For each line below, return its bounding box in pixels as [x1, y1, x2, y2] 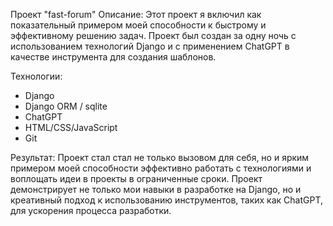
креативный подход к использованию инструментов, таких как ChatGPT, [10, 194, 324, 206]
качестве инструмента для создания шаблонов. [10, 51, 217, 63]
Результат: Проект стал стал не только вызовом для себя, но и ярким [10, 152, 310, 163]
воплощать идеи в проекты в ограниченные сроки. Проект [10, 173, 263, 184]
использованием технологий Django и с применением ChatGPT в [10, 40, 290, 52]
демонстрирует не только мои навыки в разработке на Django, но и [10, 184, 302, 195]
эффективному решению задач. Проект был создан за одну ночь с [10, 30, 297, 41]
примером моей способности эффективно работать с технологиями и [10, 162, 312, 174]
